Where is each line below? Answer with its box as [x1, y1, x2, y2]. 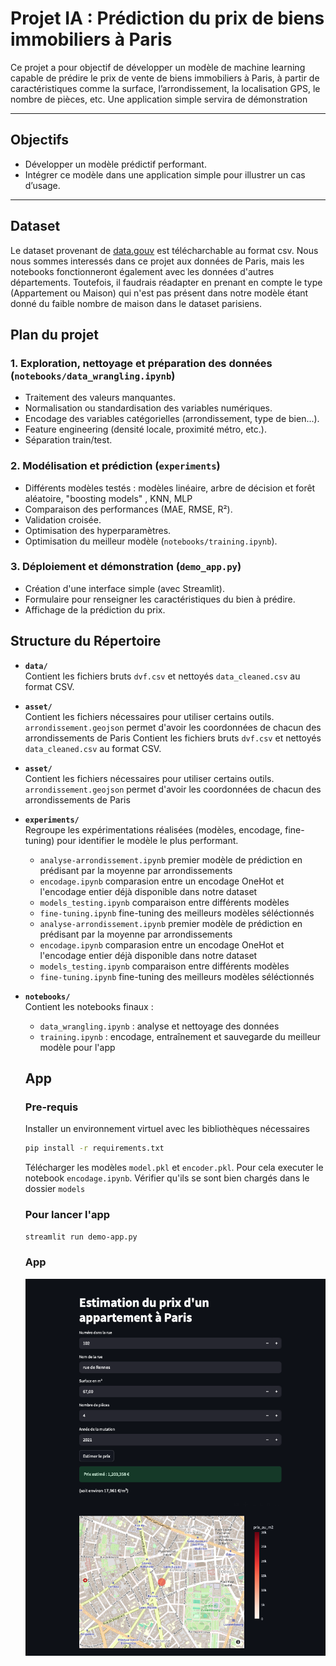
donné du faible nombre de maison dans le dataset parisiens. [10, 297, 263, 309]
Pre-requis [24, 1100, 79, 1114]
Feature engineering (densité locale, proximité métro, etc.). [24, 423, 267, 436]
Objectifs [10, 132, 70, 149]
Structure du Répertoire [10, 633, 162, 650]
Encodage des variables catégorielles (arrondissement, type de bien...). [24, 413, 320, 425]
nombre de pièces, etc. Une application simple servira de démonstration [10, 93, 308, 105]
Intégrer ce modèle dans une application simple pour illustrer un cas [24, 168, 306, 181]
